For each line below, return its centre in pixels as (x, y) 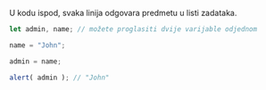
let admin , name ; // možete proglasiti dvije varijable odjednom (133, 29)
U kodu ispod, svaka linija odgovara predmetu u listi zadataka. (123, 13)
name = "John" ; (37, 45)
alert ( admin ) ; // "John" (59, 78)
